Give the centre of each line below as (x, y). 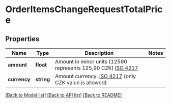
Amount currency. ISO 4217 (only (96, 76)
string (43, 79)
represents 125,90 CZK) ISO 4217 (97, 68)
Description (99, 53)
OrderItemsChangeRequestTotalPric (84, 9)
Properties (22, 39)
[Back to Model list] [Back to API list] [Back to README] (64, 95)
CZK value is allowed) (81, 82)
